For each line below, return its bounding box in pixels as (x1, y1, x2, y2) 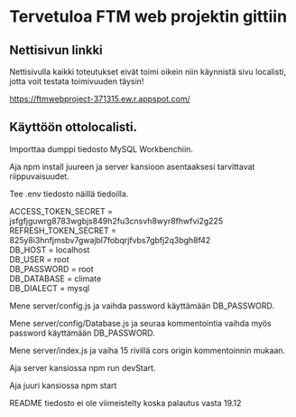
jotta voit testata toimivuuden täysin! (9, 76, 144, 87)
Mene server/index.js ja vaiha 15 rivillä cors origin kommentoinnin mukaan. (9, 345, 286, 355)
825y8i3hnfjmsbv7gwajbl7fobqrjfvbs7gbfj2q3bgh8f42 (9, 234, 211, 245)
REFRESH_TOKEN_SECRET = (9, 224, 117, 236)
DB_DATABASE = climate (9, 273, 102, 284)
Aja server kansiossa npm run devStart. (9, 362, 156, 373)
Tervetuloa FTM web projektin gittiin (9, 6, 287, 27)
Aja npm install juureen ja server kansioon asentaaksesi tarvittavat (9, 161, 255, 172)
